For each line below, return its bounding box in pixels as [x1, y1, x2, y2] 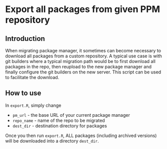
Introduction [5, 34, 45, 43]
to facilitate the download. [5, 74, 60, 80]
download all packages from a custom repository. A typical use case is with [5, 53, 162, 59]
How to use [5, 89, 41, 98]
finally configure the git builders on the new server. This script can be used [5, 69, 161, 75]
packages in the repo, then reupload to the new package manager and [5, 64, 152, 69]
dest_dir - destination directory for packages [12, 122, 107, 129]
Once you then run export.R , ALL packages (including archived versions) [5, 132, 157, 138]
